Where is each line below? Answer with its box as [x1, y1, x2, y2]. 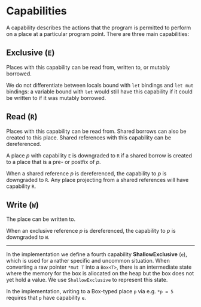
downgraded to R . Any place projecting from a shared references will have [6, 176, 189, 183]
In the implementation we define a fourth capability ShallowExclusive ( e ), [6, 251, 187, 258]
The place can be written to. [6, 215, 76, 223]
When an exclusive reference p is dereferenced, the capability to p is [6, 227, 176, 235]
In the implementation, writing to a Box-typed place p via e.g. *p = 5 [6, 288, 173, 295]
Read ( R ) [6, 112, 38, 122]
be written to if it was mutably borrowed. [6, 94, 106, 101]
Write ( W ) [6, 199, 39, 210]
